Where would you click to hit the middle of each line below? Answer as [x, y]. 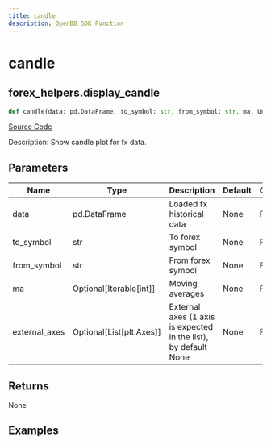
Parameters [38, 167]
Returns [29, 386]
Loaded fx [188, 204]
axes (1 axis [192, 317]
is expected [191, 327]
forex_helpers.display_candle [84, 93]
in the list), [189, 337]
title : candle [32, 16]
